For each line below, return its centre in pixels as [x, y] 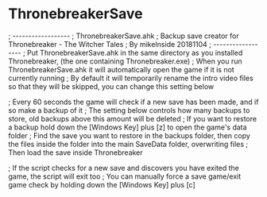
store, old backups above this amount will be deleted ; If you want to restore [132, 118]
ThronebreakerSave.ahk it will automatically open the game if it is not [121, 69]
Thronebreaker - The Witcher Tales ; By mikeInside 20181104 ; [110, 44]
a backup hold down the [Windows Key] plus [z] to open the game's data [128, 127]
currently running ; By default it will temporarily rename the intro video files [131, 78]
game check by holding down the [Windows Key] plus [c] [102, 184]
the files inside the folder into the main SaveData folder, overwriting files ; [128, 144]
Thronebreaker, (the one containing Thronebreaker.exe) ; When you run [125, 61]
